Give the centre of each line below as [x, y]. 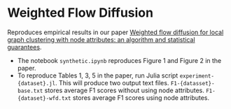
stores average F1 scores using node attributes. [141, 97]
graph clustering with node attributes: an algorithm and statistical [101, 39]
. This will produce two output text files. [112, 82]
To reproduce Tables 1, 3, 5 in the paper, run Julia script [98, 75]
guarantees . [24, 47]
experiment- [197, 76]
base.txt [30, 91]
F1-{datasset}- [192, 83]
